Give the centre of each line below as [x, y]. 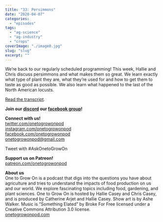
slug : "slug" [18, 50]
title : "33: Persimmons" [30, 10]
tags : [11, 28]
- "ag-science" [25, 32]
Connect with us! [23, 119]
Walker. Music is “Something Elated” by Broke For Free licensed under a [78, 204]
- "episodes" [23, 23]
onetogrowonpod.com [27, 215]
